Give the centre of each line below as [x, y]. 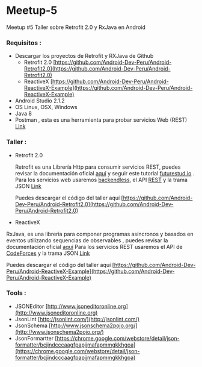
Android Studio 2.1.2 [40, 101]
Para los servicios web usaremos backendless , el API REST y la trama [101, 180]
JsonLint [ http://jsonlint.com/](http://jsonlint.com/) [77, 319]
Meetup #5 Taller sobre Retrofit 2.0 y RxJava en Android [76, 27]
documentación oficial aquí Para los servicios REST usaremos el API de [94, 246]
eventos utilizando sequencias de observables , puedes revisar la [87, 240]
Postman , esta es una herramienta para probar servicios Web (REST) [101, 120]
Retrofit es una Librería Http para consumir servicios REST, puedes [98, 167]
